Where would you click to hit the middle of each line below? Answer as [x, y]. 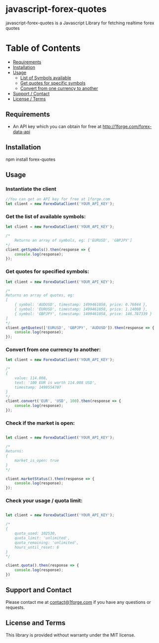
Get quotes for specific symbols [53, 83]
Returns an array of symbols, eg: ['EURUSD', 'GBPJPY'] [74, 240]
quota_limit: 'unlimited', [42, 538]
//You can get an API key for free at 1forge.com [58, 199]
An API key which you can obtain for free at [57, 126]
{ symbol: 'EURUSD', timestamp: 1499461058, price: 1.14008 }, [81, 309]
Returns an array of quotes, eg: [40, 295]
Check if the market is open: [40, 423]
